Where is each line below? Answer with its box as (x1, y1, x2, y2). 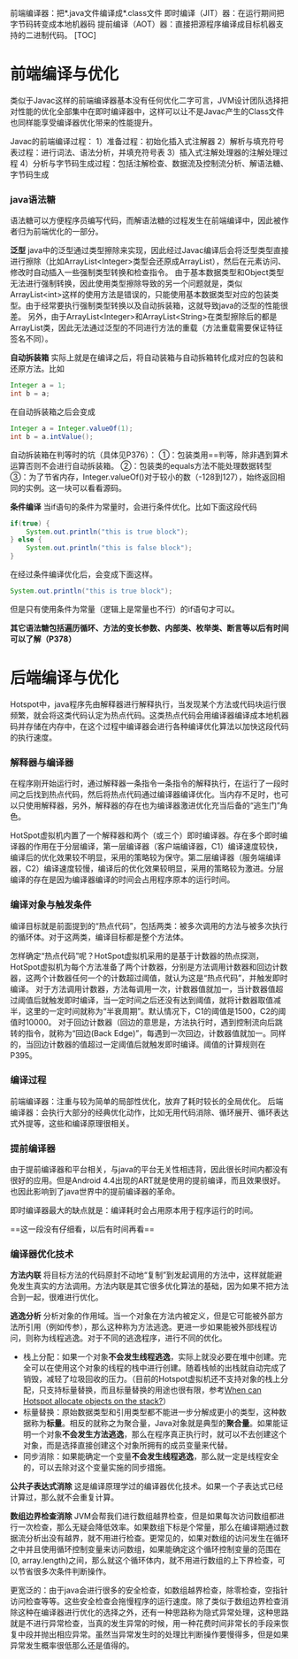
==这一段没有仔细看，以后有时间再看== (10, 1224, 156, 1234)
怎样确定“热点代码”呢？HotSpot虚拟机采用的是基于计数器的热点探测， (10, 950, 264, 961)
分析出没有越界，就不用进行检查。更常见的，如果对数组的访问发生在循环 (25, 1533, 289, 1544)
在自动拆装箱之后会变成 (10, 406, 96, 417)
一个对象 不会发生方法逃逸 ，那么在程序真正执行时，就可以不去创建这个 (30, 1429, 287, 1440)
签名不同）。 (10, 334, 53, 344)
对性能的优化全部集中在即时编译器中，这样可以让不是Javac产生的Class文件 (10, 105, 285, 117)
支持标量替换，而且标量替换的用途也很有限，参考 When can (46, 1385, 262, 1395)
